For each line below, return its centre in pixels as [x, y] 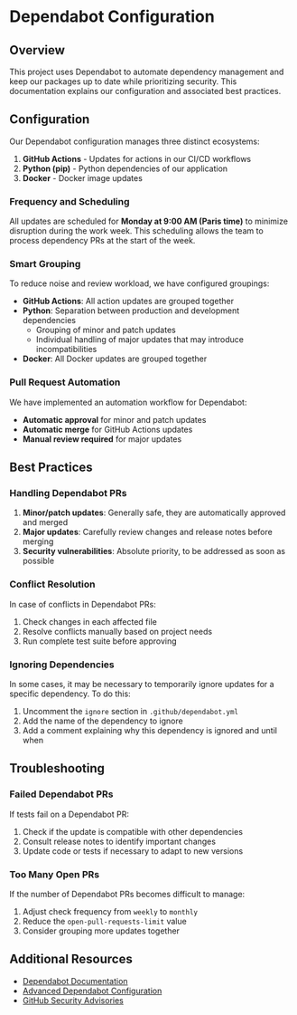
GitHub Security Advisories [73, 1000]
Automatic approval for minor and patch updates [114, 419]
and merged [45, 522]
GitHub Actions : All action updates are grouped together [128, 302]
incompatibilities [66, 350]
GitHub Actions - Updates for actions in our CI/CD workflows [136, 158]
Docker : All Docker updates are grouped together [115, 359]
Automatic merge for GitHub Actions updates [107, 429]
